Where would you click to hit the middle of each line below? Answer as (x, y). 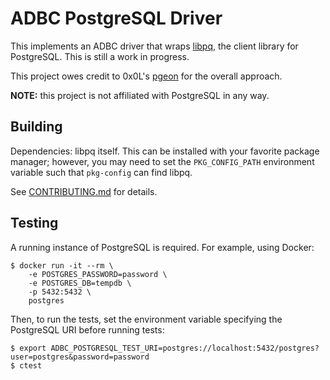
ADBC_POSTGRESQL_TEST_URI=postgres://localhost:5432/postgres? (185, 348)
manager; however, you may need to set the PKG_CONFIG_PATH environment (162, 161)
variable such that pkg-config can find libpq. (101, 172)
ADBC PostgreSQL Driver (116, 18)
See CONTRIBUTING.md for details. (84, 191)
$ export (28, 348)
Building (36, 127)
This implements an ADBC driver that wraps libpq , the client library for (154, 46)
